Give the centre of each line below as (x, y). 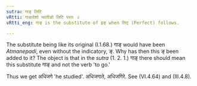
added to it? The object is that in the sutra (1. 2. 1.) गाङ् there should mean (96, 58)
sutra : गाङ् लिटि (24, 12)
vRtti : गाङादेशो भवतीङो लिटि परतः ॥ (43, 17)
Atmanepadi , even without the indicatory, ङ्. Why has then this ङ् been (93, 52)
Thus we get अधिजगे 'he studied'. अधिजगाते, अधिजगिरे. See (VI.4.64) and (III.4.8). (99, 77)
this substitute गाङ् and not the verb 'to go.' (58, 65)
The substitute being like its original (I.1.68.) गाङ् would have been (86, 44)
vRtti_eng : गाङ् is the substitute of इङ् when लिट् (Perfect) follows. (93, 23)
